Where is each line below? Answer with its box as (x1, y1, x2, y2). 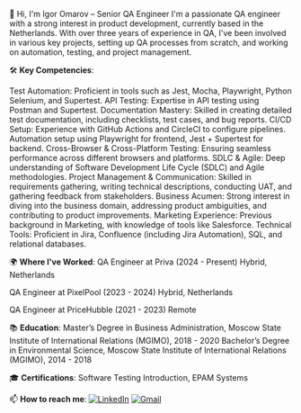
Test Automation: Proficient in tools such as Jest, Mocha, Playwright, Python (9, 85, 292, 96)
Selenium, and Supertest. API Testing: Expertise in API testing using (9, 95, 260, 105)
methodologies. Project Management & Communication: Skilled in (9, 172, 252, 182)
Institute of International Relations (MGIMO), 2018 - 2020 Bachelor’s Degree (9, 336, 290, 346)
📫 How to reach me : (9, 394, 87, 404)
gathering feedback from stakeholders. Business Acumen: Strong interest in (9, 191, 290, 202)
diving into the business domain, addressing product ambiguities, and (9, 201, 268, 211)
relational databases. (9, 238, 87, 249)
